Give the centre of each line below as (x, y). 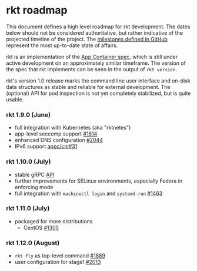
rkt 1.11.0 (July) (28, 209)
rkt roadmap (37, 10)
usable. (15, 99)
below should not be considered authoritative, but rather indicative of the (95, 32)
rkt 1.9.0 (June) (29, 114)
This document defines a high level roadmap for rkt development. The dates (98, 27)
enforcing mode (34, 187)
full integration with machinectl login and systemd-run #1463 (89, 193)
